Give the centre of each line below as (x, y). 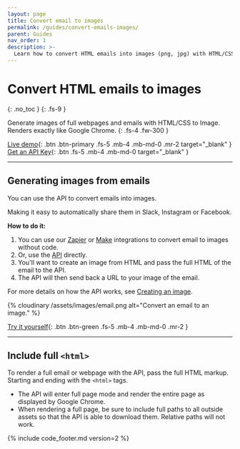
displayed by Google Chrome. (61, 402)
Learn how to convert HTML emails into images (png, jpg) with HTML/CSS (124, 54)
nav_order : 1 (27, 41)
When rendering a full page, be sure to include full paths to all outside (120, 409)
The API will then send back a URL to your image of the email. (109, 277)
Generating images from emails (79, 181)
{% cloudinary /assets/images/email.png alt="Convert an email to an (108, 305)
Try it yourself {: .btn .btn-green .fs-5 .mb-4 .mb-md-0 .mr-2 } (98, 326)
